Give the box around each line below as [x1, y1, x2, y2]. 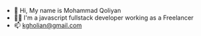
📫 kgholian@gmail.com [13, 21, 82, 29]
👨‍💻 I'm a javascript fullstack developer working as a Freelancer [13, 14, 194, 22]
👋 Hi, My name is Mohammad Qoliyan [13, 7, 121, 14]
